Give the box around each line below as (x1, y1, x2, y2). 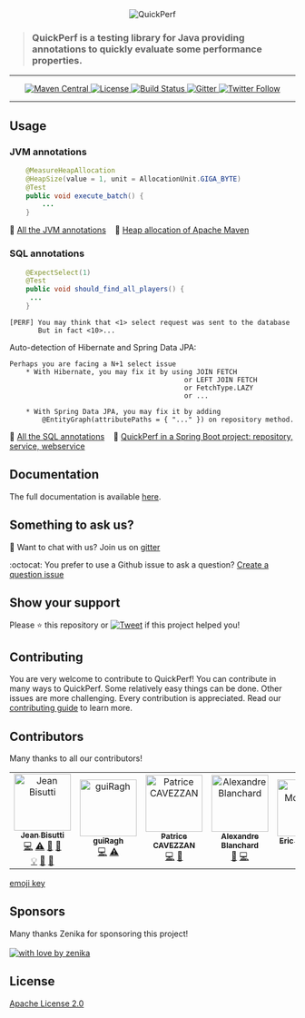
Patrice (161, 831, 188, 841)
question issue (9, 568, 64, 579)
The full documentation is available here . (9, 490, 162, 502)
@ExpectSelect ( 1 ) (25, 268, 92, 277)
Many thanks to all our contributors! (9, 753, 143, 764)
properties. (31, 54, 84, 66)
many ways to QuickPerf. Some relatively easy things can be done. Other (9, 683, 283, 694)
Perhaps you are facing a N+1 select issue (9, 359, 177, 369)
